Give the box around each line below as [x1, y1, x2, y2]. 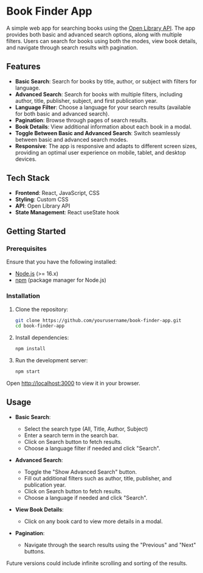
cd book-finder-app [15, 323, 65, 329]
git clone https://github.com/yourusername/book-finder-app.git [15, 317, 182, 323]
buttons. [24, 547, 46, 555]
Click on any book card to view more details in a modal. [24, 518, 163, 525]
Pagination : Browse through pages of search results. [15, 116, 148, 124]
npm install [15, 346, 46, 352]
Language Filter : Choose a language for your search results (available [15, 104, 191, 111]
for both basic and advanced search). [15, 110, 109, 117]
